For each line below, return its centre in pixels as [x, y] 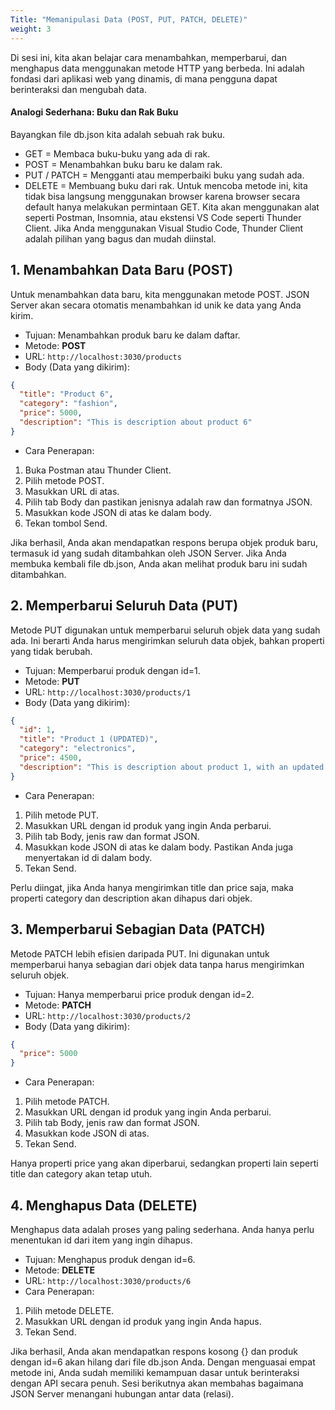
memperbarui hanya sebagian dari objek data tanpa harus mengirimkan [157, 964]
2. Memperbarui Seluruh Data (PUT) [124, 606]
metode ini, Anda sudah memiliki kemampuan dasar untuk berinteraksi [155, 1372]
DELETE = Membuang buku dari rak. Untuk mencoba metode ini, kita [166, 185]
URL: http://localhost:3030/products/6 [108, 1280]
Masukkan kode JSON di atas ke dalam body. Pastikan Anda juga [159, 847]
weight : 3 [31, 29]
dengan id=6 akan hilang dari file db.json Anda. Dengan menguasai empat [163, 1362]
